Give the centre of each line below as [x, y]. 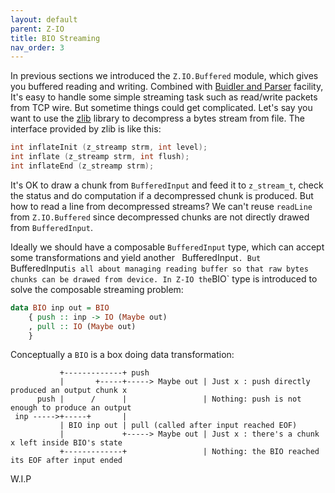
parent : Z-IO [37, 29]
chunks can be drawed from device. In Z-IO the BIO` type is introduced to [164, 278]
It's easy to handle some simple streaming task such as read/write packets [164, 97]
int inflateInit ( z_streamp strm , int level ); [109, 147]
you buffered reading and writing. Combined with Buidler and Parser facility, [167, 87]
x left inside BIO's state [66, 443]
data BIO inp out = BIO [60, 307]
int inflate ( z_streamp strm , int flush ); [100, 157]
